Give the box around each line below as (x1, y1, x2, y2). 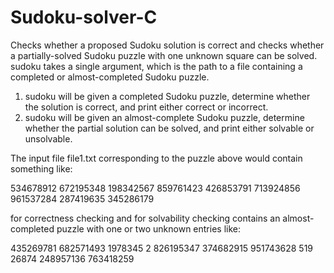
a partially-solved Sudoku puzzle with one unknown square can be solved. (10, 49, 318, 61)
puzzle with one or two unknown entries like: (56, 222, 241, 235)
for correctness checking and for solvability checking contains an (10, 212, 281, 224)
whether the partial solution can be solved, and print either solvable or (24, 122, 315, 134)
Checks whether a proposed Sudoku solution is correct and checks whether (10, 39, 325, 51)
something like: (10, 162, 73, 175)
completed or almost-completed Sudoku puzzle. (10, 71, 210, 83)
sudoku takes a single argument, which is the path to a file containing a (10, 60, 303, 72)
